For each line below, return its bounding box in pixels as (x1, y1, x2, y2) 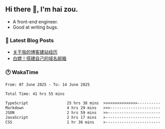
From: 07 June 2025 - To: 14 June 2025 (5, 82, 90, 87)
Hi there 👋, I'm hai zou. (5, 5, 78, 14)
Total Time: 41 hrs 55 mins (5, 91, 65, 97)
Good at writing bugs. (12, 24, 59, 30)
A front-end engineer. (12, 18, 59, 24)
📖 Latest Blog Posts (5, 37, 54, 44)
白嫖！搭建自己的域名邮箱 (12, 56, 67, 62)
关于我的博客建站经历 (12, 49, 58, 55)
